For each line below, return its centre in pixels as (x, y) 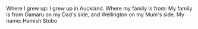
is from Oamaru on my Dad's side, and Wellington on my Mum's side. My (95, 14)
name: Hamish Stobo (32, 21)
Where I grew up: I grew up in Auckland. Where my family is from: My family (99, 8)
